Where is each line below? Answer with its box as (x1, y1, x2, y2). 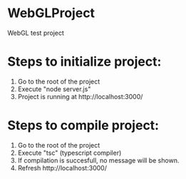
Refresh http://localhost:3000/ (17, 163, 107, 172)
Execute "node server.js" (17, 84, 91, 93)
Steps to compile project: (7, 118, 159, 133)
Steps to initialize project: (7, 53, 162, 70)
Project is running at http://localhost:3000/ (17, 92, 143, 101)
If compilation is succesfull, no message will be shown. (17, 155, 180, 165)
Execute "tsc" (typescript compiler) (17, 148, 122, 157)
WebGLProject (7, 5, 95, 21)
